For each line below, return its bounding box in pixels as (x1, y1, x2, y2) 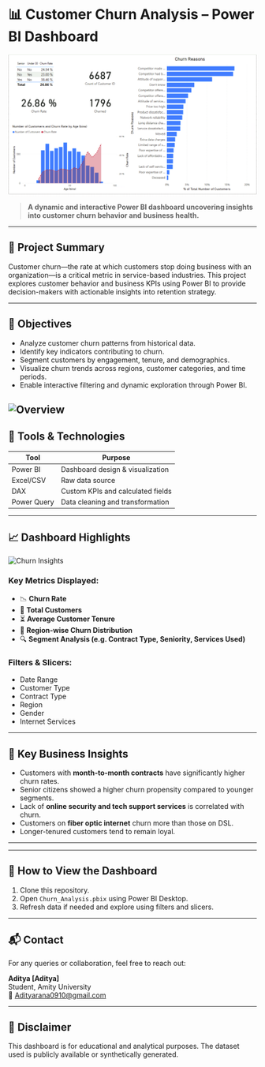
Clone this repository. (19, 885, 90, 895)
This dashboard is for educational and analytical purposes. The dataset (8, 1042, 240, 1051)
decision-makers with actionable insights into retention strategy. (8, 286, 217, 296)
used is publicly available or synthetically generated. (8, 1050, 179, 1059)
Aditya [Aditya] (8, 973, 60, 983)
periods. (19, 372, 47, 381)
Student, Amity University (8, 982, 91, 991)
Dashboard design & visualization (60, 464, 170, 474)
